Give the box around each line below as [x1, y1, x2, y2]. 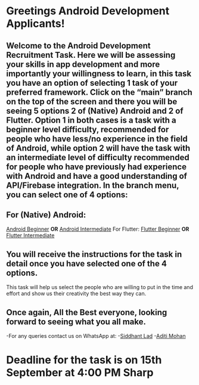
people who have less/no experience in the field [6, 133, 188, 144]
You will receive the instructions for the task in [6, 249, 182, 259]
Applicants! [6, 17, 66, 30]
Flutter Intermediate [6, 232, 55, 239]
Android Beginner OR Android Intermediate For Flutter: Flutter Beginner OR [6, 225, 189, 233]
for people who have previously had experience [6, 162, 186, 172]
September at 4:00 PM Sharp [6, 366, 154, 380]
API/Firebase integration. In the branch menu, [6, 180, 179, 190]
